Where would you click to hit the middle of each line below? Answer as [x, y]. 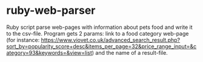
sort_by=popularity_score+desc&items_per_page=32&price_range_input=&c [101, 46]
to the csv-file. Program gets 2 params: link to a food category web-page [98, 33]
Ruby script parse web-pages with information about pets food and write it [99, 27]
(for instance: [23, 40]
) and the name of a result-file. [130, 52]
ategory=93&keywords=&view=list [49, 52]
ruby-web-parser [51, 11]
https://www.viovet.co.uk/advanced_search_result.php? [111, 40]
